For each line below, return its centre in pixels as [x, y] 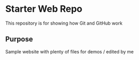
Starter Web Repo [44, 9]
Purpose [19, 39]
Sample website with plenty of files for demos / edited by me [69, 51]
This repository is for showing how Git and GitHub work [64, 23]
